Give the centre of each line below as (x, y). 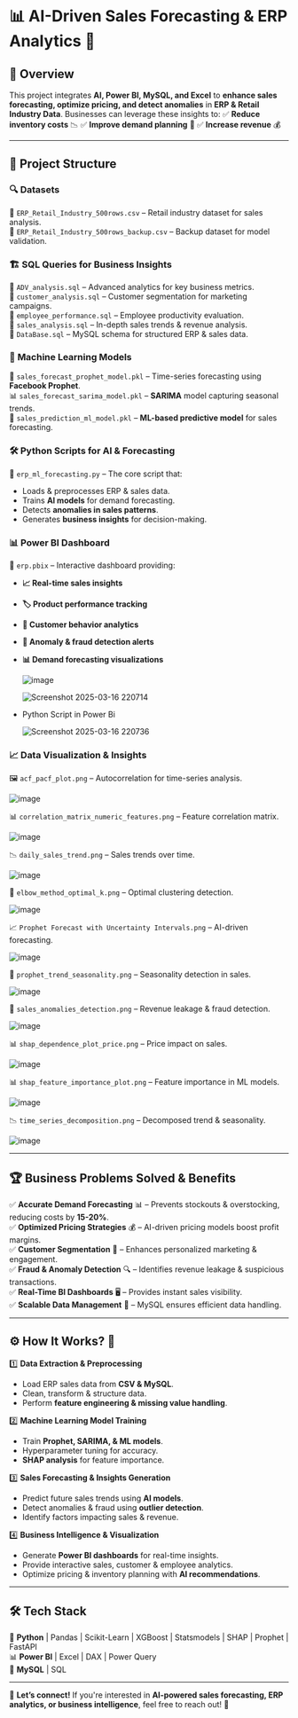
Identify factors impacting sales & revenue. (100, 1517)
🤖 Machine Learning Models (71, 357)
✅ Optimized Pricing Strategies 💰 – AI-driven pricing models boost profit (144, 1227)
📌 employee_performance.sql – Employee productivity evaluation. (126, 315)
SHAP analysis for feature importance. (93, 1460)
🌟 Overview (42, 74)
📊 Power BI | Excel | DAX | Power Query (83, 1656)
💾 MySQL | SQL (38, 1669)
